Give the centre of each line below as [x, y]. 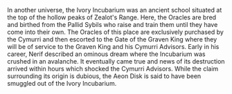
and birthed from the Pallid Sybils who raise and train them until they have [113, 25]
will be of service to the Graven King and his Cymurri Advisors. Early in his [113, 47]
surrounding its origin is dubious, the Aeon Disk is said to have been [104, 76]
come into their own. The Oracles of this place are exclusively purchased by [115, 32]
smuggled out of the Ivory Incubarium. [62, 83]
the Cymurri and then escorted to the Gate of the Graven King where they [112, 39]
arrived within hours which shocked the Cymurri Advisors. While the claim [113, 69]
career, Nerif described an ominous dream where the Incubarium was [106, 54]
